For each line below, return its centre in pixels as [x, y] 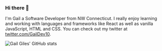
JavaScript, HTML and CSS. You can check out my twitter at [66, 29]
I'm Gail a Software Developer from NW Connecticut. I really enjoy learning [81, 19]
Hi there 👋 [17, 8]
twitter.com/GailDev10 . [28, 34]
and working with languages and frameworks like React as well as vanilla [79, 24]
